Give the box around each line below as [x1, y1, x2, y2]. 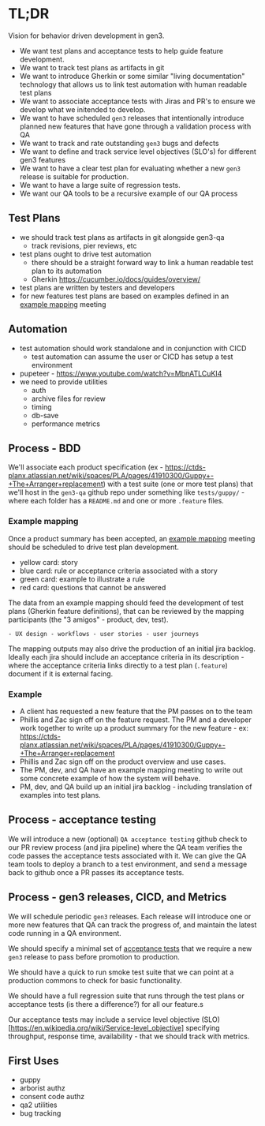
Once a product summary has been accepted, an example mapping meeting [8, 533, 256, 543]
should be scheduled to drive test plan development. [8, 542, 179, 552]
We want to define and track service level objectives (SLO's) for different [19, 147, 256, 156]
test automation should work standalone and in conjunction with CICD [19, 343, 247, 353]
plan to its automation [31, 266, 103, 275]
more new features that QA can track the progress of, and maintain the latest [8, 920, 257, 930]
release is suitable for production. [19, 171, 129, 181]
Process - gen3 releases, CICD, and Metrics [8, 891, 227, 904]
